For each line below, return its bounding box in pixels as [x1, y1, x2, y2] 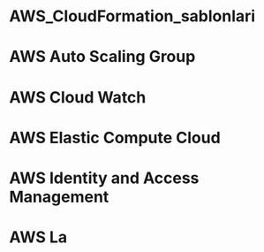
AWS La [9, 227, 68, 248]
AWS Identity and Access [9, 168, 200, 187]
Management [9, 187, 109, 207]
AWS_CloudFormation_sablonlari [9, 6, 256, 27]
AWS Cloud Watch [9, 87, 147, 107]
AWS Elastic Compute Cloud [9, 127, 221, 148]
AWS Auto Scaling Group [9, 47, 196, 67]
